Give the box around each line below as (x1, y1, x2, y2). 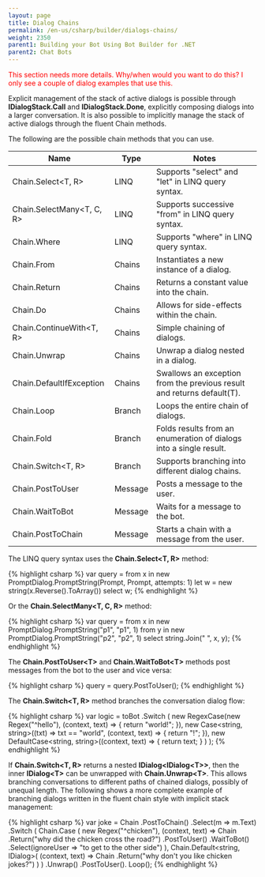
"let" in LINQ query (156, 176, 226, 186)
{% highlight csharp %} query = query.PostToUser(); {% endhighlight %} (8, 681, 244, 690)
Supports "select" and (156, 167, 238, 177)
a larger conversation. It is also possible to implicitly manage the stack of (8, 111, 244, 119)
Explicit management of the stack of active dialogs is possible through (8, 94, 237, 103)
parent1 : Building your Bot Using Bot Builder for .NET (8, 41, 196, 49)
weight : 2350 (8, 33, 51, 42)
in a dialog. (156, 355, 197, 366)
